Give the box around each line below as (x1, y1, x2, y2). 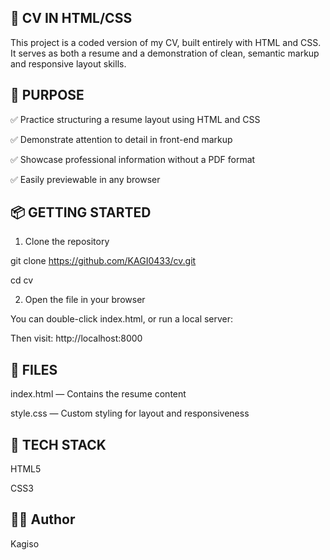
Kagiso (10, 537, 40, 550)
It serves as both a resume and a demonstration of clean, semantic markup (10, 47, 320, 59)
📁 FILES (10, 361, 58, 378)
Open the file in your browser (24, 294, 146, 306)
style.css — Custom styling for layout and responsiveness (10, 407, 250, 420)
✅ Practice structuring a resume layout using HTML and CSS (10, 113, 261, 125)
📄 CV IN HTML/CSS (10, 10, 133, 27)
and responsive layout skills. (10, 57, 127, 70)
